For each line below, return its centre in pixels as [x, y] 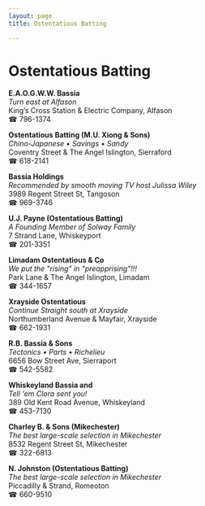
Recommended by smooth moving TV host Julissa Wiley [102, 185]
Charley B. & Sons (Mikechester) [64, 427]
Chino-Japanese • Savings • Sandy [68, 144]
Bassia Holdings [36, 177]
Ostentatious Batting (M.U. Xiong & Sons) [79, 135]
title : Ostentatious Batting [58, 24]
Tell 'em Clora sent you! [48, 394]
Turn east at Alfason [43, 102]
